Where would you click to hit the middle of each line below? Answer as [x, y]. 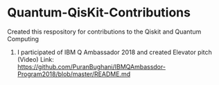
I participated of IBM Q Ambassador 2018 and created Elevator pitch [115, 52]
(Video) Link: [35, 59]
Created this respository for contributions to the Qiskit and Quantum [104, 32]
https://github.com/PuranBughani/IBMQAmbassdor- [91, 66]
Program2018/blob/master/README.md [73, 74]
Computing [23, 38]
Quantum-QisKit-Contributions [99, 13]
